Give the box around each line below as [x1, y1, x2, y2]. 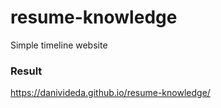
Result [10, 64, 43, 78]
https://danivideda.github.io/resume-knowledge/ [10, 87, 211, 99]
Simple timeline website [10, 39, 108, 51]
